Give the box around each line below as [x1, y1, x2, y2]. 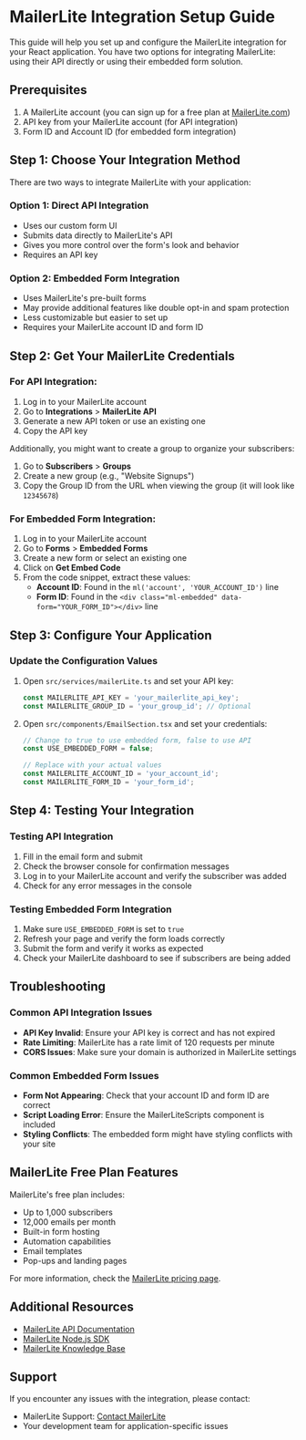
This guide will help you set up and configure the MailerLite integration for [9, 36, 287, 47]
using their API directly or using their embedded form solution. [9, 56, 243, 67]
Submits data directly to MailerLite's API [22, 230, 173, 241]
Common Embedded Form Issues [9, 1069, 159, 1082]
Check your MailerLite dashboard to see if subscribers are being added [22, 952, 291, 963]
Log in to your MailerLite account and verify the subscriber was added [22, 870, 287, 881]
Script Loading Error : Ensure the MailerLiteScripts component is [22, 1109, 265, 1120]
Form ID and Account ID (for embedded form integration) [22, 126, 237, 137]
